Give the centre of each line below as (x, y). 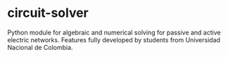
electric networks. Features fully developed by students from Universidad (114, 39)
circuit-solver (48, 13)
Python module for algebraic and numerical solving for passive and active (114, 32)
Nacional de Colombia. (40, 47)
